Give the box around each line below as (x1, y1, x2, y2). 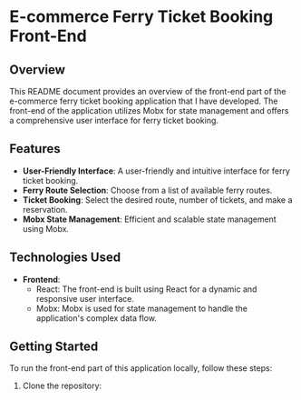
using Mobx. (22, 223, 70, 234)
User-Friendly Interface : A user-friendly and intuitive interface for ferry (22, 165, 290, 176)
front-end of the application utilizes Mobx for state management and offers (9, 105, 289, 115)
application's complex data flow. (35, 312, 157, 324)
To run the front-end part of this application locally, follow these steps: (9, 363, 273, 374)
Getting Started (9, 339, 99, 355)
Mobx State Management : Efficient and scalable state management (22, 214, 277, 225)
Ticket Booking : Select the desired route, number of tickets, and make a (22, 194, 293, 205)
